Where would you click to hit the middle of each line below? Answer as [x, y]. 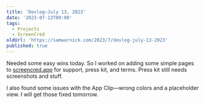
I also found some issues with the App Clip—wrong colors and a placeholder [102, 88]
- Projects [26, 29]
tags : [13, 23]
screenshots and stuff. [35, 76]
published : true [27, 46]
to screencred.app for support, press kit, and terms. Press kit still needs [97, 69]
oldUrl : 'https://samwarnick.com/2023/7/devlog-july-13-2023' [87, 40]
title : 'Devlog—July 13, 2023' [46, 12]
